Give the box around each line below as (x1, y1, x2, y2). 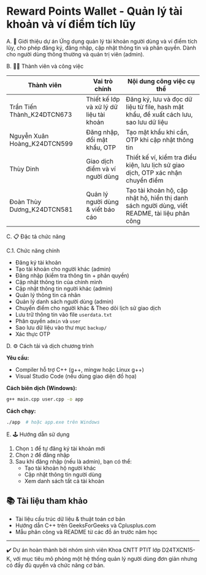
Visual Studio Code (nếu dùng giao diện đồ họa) (15, 372, 137, 380)
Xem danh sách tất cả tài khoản (24, 477, 104, 484)
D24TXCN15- (161, 546, 196, 554)
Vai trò (93, 77, 113, 85)
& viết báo (85, 205, 115, 214)
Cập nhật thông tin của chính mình (15, 278, 102, 285)
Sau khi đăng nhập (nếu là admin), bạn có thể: (15, 457, 132, 465)
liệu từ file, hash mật (125, 102, 184, 111)
